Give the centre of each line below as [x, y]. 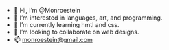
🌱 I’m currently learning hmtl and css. [66, 25]
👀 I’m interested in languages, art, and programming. [88, 18]
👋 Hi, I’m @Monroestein [47, 10]
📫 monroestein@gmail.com [53, 40]
